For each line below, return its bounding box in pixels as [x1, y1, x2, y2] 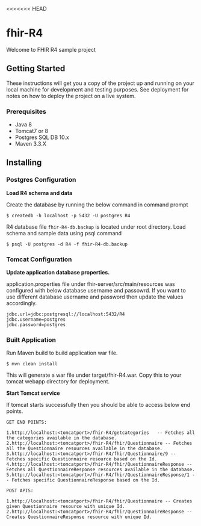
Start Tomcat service [6, 389, 60, 397]
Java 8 [14, 121, 32, 128]
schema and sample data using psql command [6, 229, 122, 237]
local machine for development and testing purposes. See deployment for [6, 85, 189, 93]
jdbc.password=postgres [6, 322, 66, 328]
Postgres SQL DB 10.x [14, 134, 69, 141]
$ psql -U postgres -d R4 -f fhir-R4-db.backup [6, 241, 128, 247]
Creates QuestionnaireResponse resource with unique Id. [6, 514, 152, 520]
